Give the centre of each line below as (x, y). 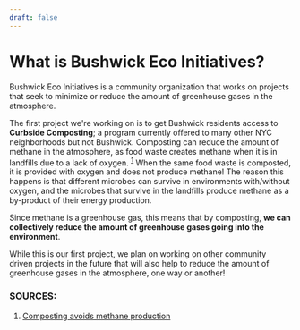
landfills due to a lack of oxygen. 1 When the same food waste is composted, (150, 162)
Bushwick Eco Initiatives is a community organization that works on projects (149, 87)
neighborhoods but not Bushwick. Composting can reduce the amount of (144, 142)
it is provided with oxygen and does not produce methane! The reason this (146, 172)
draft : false (34, 17)
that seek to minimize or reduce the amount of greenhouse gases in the (141, 96)
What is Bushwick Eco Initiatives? (137, 61)
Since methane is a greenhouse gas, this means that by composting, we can (150, 218)
